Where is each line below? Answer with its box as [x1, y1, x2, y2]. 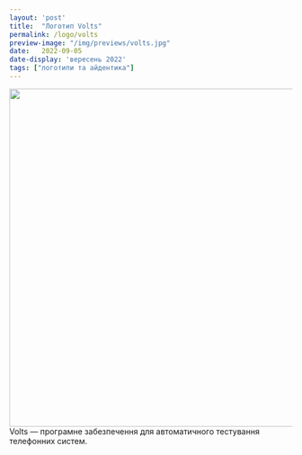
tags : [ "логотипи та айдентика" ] [9, 64, 135, 73]
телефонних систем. [9, 435, 88, 446]
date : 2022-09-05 [9, 47, 83, 56]
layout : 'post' [9, 13, 67, 23]
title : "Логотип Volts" [9, 22, 102, 31]
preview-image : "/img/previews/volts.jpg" [9, 38, 171, 48]
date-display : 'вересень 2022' [9, 55, 127, 64]
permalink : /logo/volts [9, 30, 99, 39]
